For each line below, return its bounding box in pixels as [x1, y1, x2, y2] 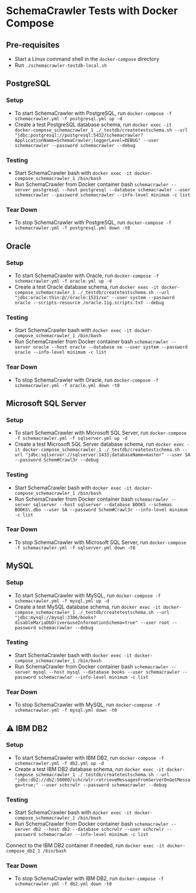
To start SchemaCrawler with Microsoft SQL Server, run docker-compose [14, 429, 187, 436]
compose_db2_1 [6, 848, 41, 854]
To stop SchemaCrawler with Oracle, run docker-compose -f [14, 376, 159, 383]
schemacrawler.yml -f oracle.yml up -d [14, 278, 112, 284]
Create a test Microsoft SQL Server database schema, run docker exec [14, 441, 185, 448]
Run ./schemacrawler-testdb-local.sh [14, 62, 107, 69]
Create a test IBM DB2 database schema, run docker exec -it [14, 765, 164, 772]
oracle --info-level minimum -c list [14, 349, 107, 355]
